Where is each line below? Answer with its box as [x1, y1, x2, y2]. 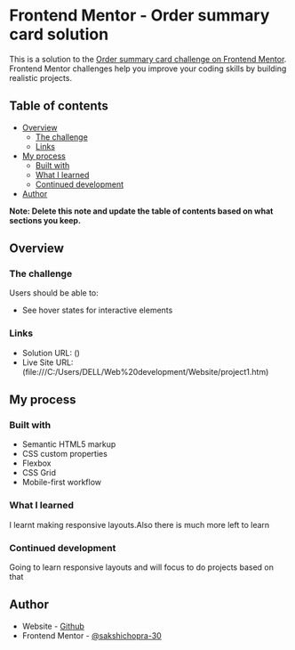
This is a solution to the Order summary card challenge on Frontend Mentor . [9, 53, 287, 64]
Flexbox [21, 458, 52, 468]
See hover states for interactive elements [21, 305, 173, 316]
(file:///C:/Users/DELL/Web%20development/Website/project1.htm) [21, 366, 269, 377]
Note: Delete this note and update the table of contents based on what [9, 206, 274, 216]
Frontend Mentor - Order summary [9, 5, 270, 26]
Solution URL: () [21, 347, 80, 358]
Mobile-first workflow [21, 477, 102, 488]
